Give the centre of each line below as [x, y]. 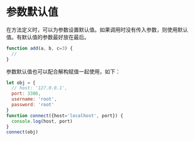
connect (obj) [22, 132]
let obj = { [21, 83]
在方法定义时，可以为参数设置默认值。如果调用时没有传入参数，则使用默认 [97, 30]
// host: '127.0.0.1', [39, 88]
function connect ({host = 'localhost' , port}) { [65, 116]
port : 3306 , [26, 94]
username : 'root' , [34, 99]
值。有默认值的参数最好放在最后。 [48, 37]
